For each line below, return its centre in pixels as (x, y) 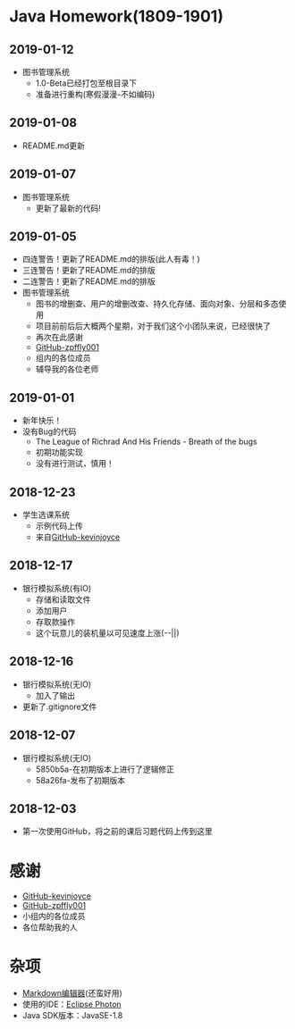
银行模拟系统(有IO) (57, 588)
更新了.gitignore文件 (59, 707)
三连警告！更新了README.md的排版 (88, 271)
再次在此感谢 (59, 338)
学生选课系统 (46, 514)
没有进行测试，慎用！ (75, 464)
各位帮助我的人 (50, 927)
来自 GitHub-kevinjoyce (78, 537)
